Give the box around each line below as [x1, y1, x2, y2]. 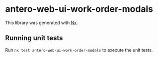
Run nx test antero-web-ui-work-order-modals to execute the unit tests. [5, 47, 153, 53]
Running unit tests [5, 34, 63, 42]
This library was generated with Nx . [5, 20, 78, 26]
